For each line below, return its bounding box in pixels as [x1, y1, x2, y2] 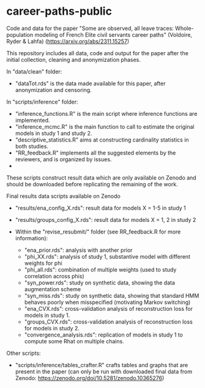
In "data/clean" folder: [6, 67, 62, 75]
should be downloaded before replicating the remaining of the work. [6, 180, 179, 188]
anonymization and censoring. [15, 86, 92, 93]
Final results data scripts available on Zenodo [6, 192, 121, 200]
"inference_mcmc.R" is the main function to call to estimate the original [15, 123, 195, 130]
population [6, 31, 34, 38]
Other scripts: [6, 349, 41, 357]
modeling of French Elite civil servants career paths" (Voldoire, [34, 31, 193, 38]
